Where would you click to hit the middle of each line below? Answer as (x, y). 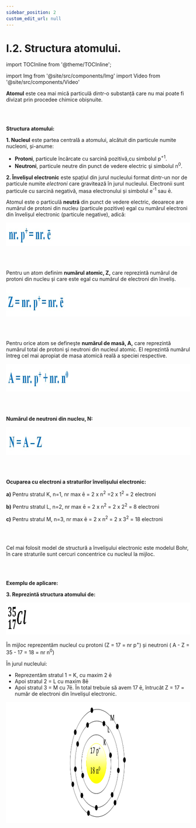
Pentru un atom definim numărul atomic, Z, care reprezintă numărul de (92, 273)
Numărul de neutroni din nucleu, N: (50, 419)
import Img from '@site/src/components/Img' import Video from (83, 76)
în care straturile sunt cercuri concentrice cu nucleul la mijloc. (80, 554)
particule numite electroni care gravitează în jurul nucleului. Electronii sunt (95, 183)
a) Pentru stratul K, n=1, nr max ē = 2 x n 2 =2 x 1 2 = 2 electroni (81, 494)
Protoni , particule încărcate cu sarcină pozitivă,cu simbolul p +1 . (91, 158)
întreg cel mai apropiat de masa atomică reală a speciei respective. (87, 356)
